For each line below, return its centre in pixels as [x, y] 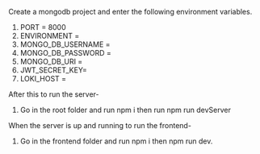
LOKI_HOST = [43, 79]
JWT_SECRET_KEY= [53, 70]
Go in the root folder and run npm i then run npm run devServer [126, 110]
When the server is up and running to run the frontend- [100, 125]
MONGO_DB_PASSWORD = [65, 53]
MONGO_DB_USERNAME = [65, 44]
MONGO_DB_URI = [51, 61]
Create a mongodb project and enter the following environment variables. [130, 12]
